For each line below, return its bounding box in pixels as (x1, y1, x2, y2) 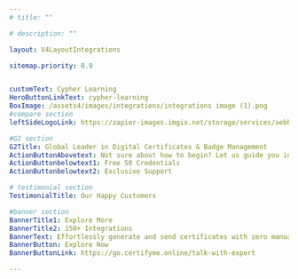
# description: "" (9, 28, 77, 38)
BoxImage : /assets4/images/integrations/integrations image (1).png (9, 101, 268, 111)
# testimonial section (9, 183, 93, 192)
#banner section (9, 207, 69, 216)
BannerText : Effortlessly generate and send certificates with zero (9, 232, 268, 241)
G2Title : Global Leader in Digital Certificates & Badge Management (9, 142, 268, 151)
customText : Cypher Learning (9, 85, 117, 94)
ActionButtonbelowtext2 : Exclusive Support (9, 167, 173, 176)
